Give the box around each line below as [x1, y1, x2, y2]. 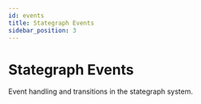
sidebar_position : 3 [8, 26, 77, 34]
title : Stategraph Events [8, 19, 94, 27]
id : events [8, 11, 45, 20]
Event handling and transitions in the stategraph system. [8, 87, 194, 96]
